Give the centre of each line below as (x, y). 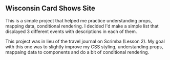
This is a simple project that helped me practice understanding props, (79, 20)
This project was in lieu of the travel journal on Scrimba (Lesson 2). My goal (85, 41)
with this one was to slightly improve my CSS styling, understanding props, (84, 47)
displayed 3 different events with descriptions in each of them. (71, 31)
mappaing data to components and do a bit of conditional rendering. (77, 52)
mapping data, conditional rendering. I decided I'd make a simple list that (82, 26)
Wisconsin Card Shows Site (50, 8)
